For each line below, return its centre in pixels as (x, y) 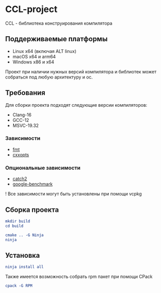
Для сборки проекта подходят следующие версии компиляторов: (76, 105)
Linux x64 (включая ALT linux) (44, 51)
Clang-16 (22, 115)
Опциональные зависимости (43, 168)
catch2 (20, 179)
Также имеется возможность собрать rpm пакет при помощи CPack (79, 277)
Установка (23, 255)
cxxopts (21, 155)
